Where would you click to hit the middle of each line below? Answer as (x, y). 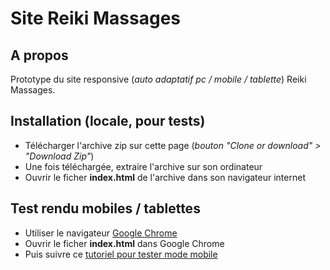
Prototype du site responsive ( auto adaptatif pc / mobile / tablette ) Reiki (158, 79)
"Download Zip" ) (59, 156)
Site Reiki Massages (96, 18)
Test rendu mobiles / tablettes (105, 208)
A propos (39, 55)
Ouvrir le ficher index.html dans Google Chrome (124, 243)
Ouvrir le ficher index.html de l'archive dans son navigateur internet (165, 177)
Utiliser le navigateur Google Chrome (101, 233)
